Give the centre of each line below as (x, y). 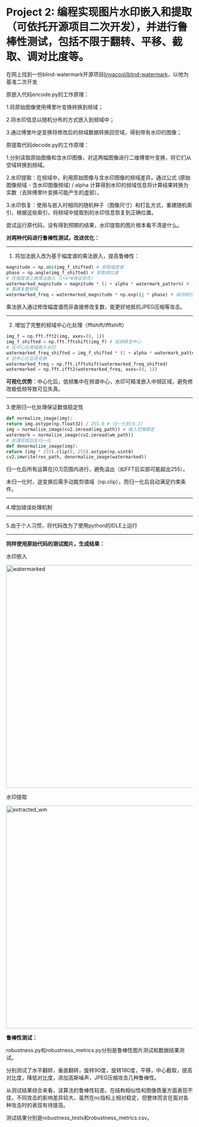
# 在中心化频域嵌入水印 (31, 347)
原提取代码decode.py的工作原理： (48, 145)
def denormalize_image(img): (42, 446)
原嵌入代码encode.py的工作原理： (48, 94)
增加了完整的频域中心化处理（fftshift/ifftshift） (71, 325)
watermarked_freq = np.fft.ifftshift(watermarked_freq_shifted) (87, 364)
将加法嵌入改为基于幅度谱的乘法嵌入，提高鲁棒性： (77, 255)
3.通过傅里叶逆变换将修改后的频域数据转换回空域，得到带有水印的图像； (94, 132)
